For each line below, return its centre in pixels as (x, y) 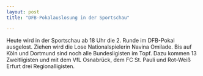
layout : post (23, 12)
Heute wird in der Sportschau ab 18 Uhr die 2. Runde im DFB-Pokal (91, 40)
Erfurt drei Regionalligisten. (41, 66)
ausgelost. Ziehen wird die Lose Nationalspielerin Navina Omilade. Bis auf (99, 47)
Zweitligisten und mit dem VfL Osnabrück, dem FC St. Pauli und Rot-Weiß (99, 60)
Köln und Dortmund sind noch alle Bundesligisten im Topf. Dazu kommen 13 (102, 53)
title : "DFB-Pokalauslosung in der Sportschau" (68, 18)
